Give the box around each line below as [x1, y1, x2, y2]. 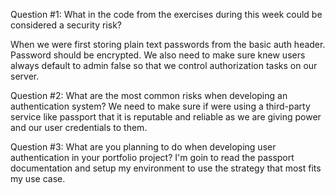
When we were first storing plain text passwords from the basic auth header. [10, 39, 326, 50]
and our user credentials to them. [10, 122, 148, 133]
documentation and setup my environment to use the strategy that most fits [10, 162, 322, 174]
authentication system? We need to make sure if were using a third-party [10, 100, 311, 112]
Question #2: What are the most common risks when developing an [10, 90, 288, 101]
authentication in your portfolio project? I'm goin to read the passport [10, 152, 295, 163]
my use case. [10, 173, 66, 184]
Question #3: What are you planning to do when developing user [10, 141, 277, 153]
